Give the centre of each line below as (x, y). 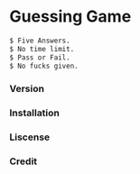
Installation (35, 113)
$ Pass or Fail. (40, 57)
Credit (23, 161)
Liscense (30, 137)
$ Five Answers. (40, 41)
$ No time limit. (42, 49)
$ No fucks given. (44, 66)
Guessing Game (70, 17)
